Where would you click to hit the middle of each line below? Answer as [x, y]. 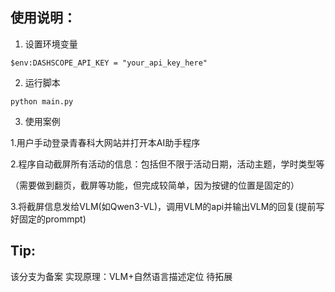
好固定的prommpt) [48, 219]
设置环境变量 [51, 44]
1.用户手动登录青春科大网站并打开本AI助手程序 [105, 142]
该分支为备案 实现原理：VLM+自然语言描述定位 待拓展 [121, 276]
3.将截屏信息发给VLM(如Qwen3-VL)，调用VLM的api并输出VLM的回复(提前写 [167, 206]
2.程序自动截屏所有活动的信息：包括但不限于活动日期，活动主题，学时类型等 [167, 164]
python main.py [42, 101]
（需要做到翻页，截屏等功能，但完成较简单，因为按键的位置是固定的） [155, 185]
